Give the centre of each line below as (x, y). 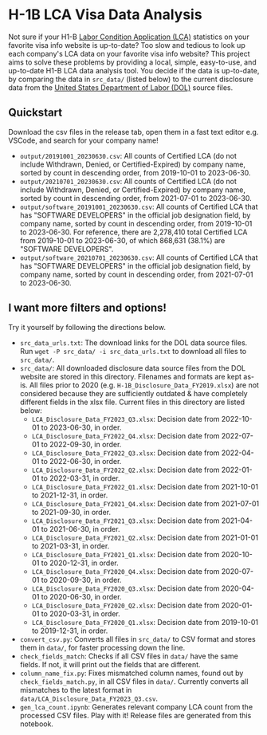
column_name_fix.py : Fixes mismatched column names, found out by (132, 673)
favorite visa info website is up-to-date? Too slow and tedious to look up (127, 45)
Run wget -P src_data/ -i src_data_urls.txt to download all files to (133, 351)
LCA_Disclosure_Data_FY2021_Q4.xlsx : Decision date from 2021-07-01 (145, 503)
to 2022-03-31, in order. (80, 478)
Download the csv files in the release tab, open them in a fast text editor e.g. (133, 132)
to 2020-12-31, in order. (80, 563)
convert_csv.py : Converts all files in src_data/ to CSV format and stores (138, 639)
